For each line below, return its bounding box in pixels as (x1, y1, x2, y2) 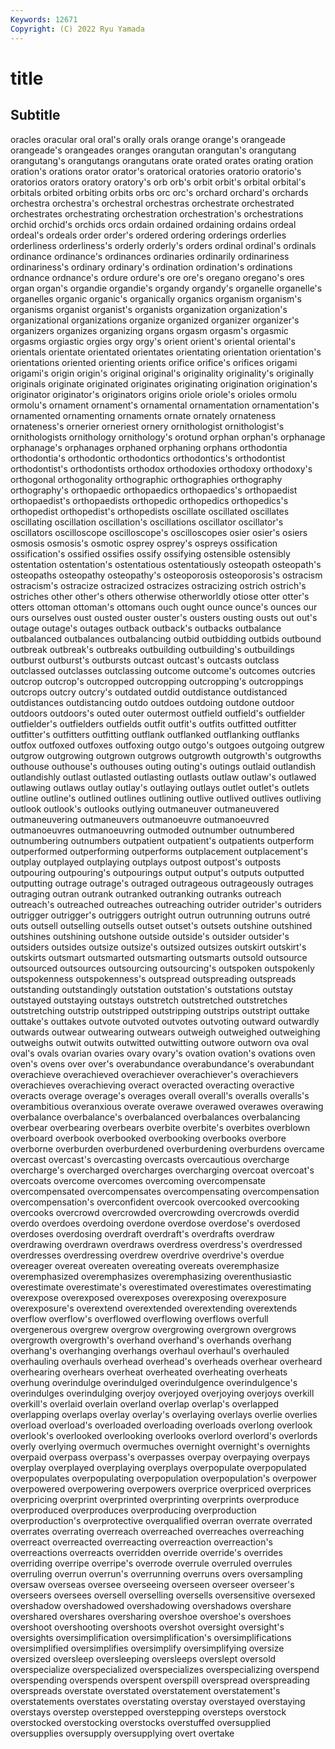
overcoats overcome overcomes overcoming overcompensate (10, 1174, 267, 1186)
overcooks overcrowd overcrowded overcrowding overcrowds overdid (10, 1206, 300, 1218)
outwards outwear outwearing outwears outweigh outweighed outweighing (10, 1026, 321, 1038)
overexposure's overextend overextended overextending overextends (10, 1302, 298, 1314)
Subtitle (10, 107, 61, 124)
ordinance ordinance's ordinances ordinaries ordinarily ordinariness (10, 250, 290, 262)
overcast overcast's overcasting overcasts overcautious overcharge (10, 1153, 290, 1165)
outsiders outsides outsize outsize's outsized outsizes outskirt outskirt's (10, 941, 307, 953)
